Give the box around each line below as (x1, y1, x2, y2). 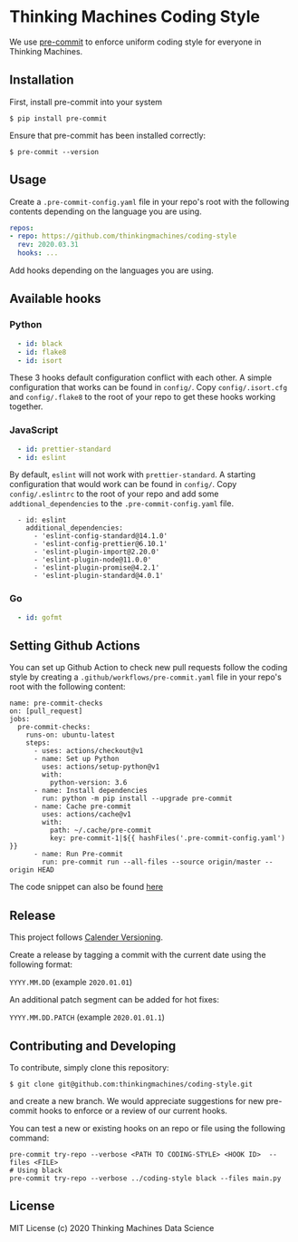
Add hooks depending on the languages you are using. (9, 265, 215, 276)
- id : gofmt (17, 612, 63, 622)
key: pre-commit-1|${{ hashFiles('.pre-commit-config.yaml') (49, 834, 285, 843)
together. (9, 401, 43, 412)
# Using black (9, 1166, 63, 1176)
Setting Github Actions (9, 638, 140, 653)
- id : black (17, 338, 63, 348)
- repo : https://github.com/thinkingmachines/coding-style (9, 231, 237, 241)
